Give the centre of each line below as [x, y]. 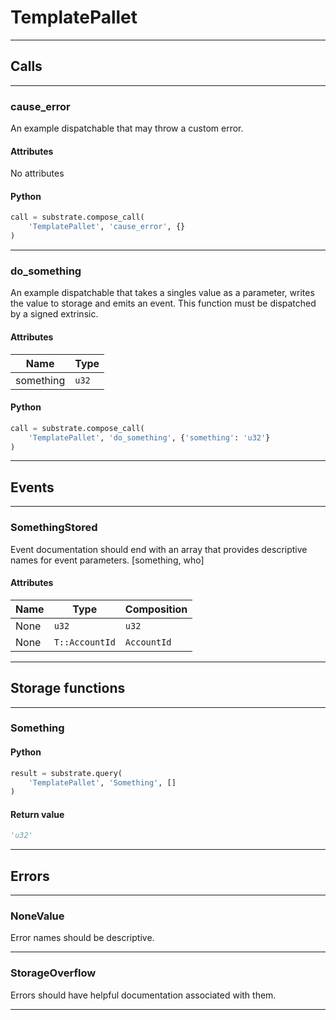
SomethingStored [54, 528]
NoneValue [37, 916]
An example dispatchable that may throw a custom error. [127, 128]
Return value [37, 814]
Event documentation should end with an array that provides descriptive [159, 549]
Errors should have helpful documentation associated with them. [143, 995]
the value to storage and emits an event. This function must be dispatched [163, 303]
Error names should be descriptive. [82, 938]
